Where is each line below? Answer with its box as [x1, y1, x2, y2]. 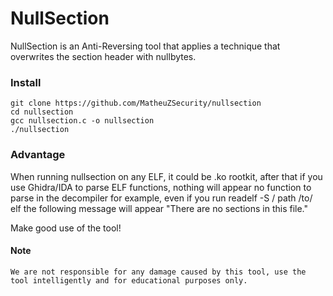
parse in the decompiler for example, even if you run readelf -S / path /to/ [10, 192, 313, 204]
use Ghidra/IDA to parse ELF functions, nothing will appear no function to [10, 181, 312, 193]
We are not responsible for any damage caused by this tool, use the [10, 267, 307, 277]
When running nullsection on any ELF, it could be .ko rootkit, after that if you [10, 170, 323, 182]
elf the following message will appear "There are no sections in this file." [10, 202, 309, 214]
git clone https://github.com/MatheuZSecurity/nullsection [10, 98, 262, 109]
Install [10, 75, 42, 89]
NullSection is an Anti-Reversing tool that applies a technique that [10, 40, 281, 52]
